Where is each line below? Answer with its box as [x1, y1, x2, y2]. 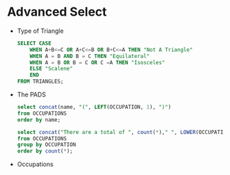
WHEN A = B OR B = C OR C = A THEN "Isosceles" [30, 59, 165, 66]
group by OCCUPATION [16, 142, 76, 148]
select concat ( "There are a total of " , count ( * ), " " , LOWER [16, 129, 196, 135]
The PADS [16, 90, 46, 99]
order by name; [16, 116, 61, 123]
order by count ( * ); [16, 148, 73, 154]
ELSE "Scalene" [30, 66, 73, 72]
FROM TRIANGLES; [16, 78, 64, 85]
